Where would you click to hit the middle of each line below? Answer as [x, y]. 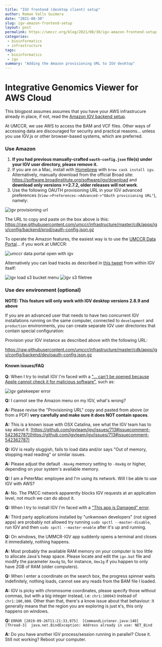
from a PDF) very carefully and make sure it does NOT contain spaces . [77, 415]
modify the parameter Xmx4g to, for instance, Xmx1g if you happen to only [77, 561]
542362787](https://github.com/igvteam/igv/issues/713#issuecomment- [77, 435]
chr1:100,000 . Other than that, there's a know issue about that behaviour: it [80, 601]
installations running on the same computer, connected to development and [79, 320]
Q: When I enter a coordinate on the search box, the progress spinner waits [80, 576]
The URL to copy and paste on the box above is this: [57, 219]
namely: [20, 201]
